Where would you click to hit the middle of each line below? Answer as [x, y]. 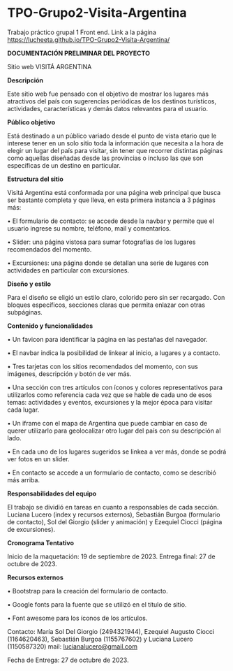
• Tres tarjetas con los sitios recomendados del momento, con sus [103, 366]
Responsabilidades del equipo [52, 493]
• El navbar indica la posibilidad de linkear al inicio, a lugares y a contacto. [114, 353]
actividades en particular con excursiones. [68, 270]
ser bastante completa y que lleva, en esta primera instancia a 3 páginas [112, 200]
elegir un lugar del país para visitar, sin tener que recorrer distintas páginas [115, 150]
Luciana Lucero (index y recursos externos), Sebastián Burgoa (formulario [114, 514]
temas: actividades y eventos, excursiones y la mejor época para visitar [110, 402]
